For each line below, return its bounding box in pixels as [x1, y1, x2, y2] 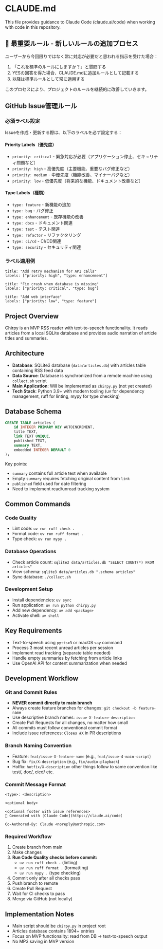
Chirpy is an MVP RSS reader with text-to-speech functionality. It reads [5, 325, 148, 331]
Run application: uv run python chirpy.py [12, 602, 96, 608]
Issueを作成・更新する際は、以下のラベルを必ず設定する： [5, 130, 123, 135]
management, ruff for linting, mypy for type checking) [12, 393, 120, 399]
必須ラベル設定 [5, 118, 40, 125]
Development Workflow [5, 674, 79, 683]
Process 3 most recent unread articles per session [12, 645, 113, 651]
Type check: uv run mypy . [12, 536, 67, 542]
